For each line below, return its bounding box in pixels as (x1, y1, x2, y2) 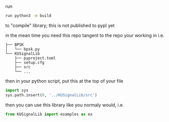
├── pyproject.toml (14, 55, 56, 61)
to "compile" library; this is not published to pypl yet (5, 22, 115, 29)
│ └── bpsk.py (5, 46, 40, 52)
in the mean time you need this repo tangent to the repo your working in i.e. (5, 32, 165, 38)
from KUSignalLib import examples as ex (5, 111, 93, 117)
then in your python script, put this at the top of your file (5, 78, 124, 84)
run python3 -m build (5, 13, 52, 18)
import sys (5, 88, 29, 93)
